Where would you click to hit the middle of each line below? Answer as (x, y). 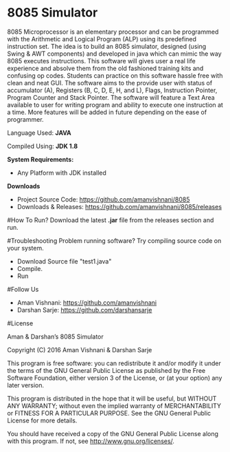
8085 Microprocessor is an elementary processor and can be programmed (113, 32)
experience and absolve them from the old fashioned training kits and (105, 68)
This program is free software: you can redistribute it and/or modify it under (114, 363)
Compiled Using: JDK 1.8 (43, 146)
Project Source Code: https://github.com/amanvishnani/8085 (103, 199)
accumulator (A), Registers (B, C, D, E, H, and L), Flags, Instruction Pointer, (112, 90)
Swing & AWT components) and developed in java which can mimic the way (114, 54)
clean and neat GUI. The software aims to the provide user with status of (110, 83)
